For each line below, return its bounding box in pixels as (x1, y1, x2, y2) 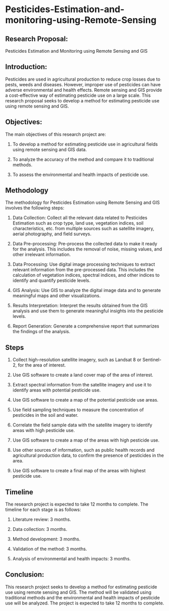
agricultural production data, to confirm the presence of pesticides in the (12, 452, 164, 458)
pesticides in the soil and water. (12, 412, 79, 418)
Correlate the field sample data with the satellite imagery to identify (12, 422, 152, 428)
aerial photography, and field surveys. (12, 231, 92, 237)
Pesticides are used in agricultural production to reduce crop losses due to (5, 76, 160, 82)
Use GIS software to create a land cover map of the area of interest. (12, 372, 154, 378)
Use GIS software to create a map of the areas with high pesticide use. (12, 437, 160, 443)
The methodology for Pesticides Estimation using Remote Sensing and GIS (5, 199, 160, 206)
